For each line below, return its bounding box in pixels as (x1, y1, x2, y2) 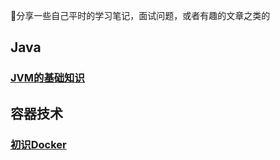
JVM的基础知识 (10, 71, 85, 85)
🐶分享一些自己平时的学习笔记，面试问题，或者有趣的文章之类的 (10, 10, 271, 21)
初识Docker (10, 137, 67, 151)
